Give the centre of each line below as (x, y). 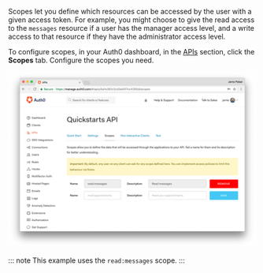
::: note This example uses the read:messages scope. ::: (96, 260)
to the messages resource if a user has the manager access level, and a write (131, 28)
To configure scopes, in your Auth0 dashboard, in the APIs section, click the (131, 52)
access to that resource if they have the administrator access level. (117, 36)
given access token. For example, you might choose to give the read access (131, 20)
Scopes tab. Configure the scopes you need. (81, 60)
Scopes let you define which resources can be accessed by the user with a (130, 11)
